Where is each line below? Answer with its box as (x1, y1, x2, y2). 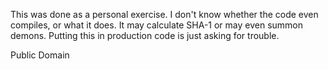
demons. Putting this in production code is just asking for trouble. (10, 30, 280, 41)
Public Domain (10, 49, 70, 61)
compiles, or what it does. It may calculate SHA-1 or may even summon (10, 19, 304, 31)
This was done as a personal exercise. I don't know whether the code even (10, 9, 319, 20)
